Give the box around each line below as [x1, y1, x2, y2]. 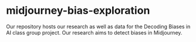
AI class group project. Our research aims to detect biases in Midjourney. [6, 29, 183, 36]
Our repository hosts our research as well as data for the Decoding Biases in [6, 23, 191, 30]
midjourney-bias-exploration [6, 4, 150, 17]
